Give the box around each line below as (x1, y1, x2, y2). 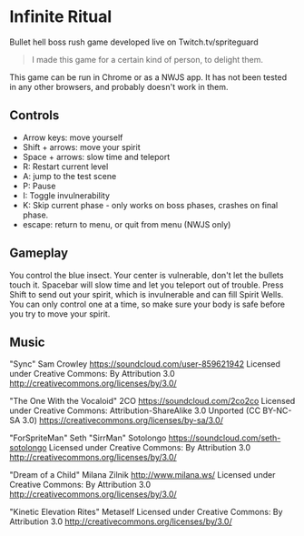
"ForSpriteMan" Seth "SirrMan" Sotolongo (9, 432, 167, 443)
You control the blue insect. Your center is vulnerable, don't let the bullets (9, 269, 284, 280)
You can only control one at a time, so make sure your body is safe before (9, 298, 286, 309)
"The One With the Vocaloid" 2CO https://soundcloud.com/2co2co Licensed (9, 396, 296, 407)
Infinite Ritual (9, 6, 113, 27)
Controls (9, 107, 60, 124)
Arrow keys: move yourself (22, 132, 123, 143)
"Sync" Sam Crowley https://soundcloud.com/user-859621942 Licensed (9, 359, 281, 369)
